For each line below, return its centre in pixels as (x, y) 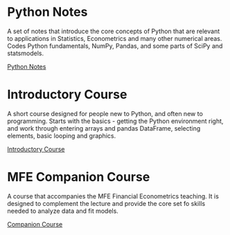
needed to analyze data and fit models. (63, 211)
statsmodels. (25, 53)
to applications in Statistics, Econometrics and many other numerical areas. (115, 38)
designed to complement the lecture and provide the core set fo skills (106, 203)
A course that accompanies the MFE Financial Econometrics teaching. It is (113, 196)
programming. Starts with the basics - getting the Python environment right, (115, 121)
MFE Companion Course (79, 177)
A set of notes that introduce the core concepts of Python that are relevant (114, 31)
